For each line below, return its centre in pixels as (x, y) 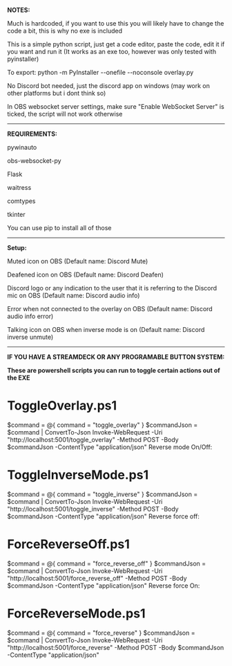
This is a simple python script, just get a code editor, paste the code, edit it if (116, 44)
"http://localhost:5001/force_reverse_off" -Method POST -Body (97, 578)
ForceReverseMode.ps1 (76, 613)
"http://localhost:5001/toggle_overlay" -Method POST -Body (93, 439)
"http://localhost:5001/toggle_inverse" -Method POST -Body (93, 509)
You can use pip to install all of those (59, 228)
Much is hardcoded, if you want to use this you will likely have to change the (116, 23)
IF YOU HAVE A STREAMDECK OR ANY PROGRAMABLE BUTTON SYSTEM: (116, 357)
